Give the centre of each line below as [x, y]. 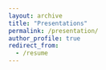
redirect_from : [34, 46]
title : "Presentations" [48, 23]
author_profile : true [45, 38]
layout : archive [35, 16]
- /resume [32, 53]
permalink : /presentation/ [53, 31]
